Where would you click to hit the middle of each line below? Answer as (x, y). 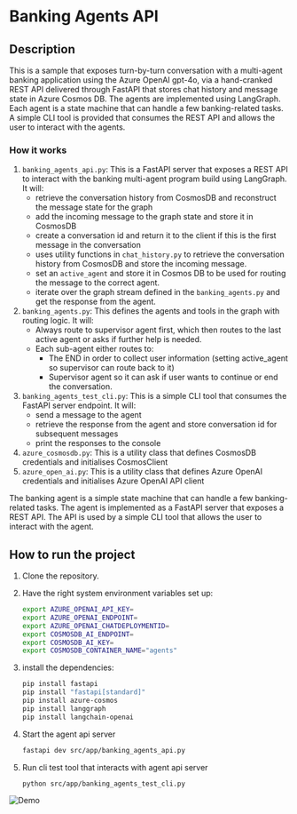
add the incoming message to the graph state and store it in (145, 217)
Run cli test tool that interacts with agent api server (115, 767)
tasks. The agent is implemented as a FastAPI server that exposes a (160, 507)
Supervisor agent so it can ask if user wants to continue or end (163, 377)
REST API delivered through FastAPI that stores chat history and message (144, 89)
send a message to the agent (88, 415)
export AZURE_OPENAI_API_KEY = (78, 610)
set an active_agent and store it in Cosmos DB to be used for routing (160, 274)
